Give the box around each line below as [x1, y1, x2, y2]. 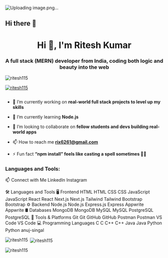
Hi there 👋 [5, 19, 37, 28]
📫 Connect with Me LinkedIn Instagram [5, 177, 87, 183]
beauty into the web [59, 63, 109, 70]
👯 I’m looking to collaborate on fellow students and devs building [12, 123, 149, 130]
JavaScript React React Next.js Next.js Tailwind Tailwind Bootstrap [5, 196, 143, 202]
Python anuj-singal [5, 227, 44, 233]
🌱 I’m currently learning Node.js [12, 113, 79, 120]
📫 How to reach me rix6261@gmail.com [12, 139, 98, 145]
